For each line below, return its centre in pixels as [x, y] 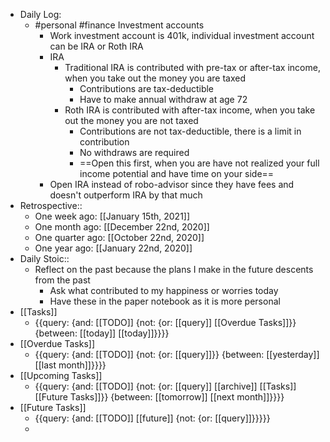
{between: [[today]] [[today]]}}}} [102, 333]
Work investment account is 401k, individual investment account [182, 35]
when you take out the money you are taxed [155, 78]
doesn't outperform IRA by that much [126, 195]
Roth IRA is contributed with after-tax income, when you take [190, 110]
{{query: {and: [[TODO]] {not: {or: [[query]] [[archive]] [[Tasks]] [165, 386]
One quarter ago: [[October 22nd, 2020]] [119, 237]
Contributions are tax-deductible [147, 88]
